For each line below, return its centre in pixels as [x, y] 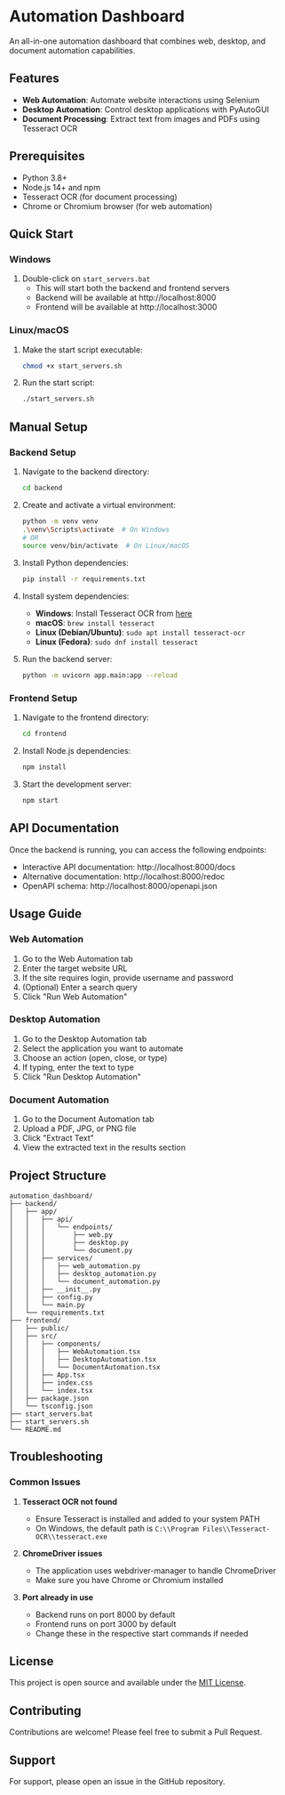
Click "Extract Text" [58, 1138]
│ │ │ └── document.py [71, 1250]
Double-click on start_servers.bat [86, 279]
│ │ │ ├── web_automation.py [75, 1265]
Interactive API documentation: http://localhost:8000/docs [129, 867]
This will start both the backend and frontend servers [133, 288]
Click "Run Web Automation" [75, 996]
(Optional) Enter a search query [79, 987]
